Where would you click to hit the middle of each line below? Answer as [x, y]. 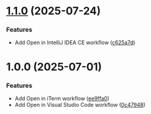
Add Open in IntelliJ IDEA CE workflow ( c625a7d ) [75, 42]
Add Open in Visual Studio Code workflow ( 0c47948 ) [80, 104]
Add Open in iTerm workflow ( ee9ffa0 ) [62, 98]
